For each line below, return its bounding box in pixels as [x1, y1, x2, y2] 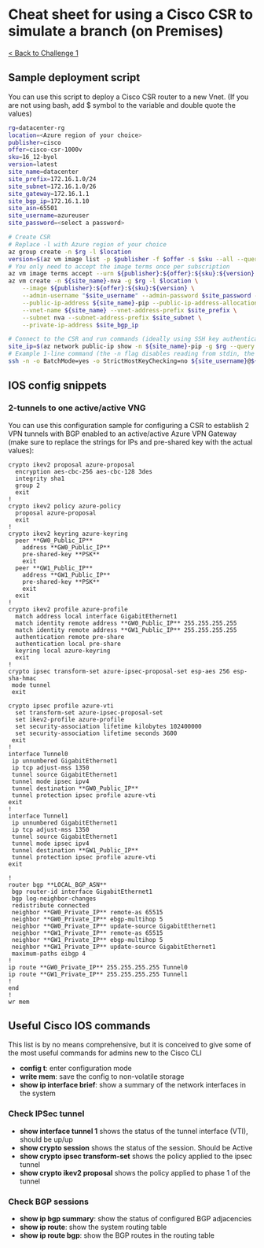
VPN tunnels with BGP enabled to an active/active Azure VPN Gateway [8, 429, 237, 438]
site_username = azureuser [8, 212, 90, 220]
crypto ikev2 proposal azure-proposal [8, 460, 135, 469]
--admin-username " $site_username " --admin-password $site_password [22, 292, 251, 300]
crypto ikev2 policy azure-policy [8, 502, 122, 510]
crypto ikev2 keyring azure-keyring [8, 530, 128, 537]
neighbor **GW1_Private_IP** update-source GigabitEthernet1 [11, 943, 216, 951]
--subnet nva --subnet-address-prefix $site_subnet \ [22, 313, 202, 322]
